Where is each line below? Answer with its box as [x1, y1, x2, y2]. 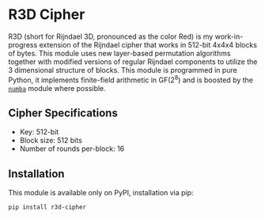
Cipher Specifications [8, 106, 119, 119]
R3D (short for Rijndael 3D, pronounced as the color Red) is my [8, 32, 214, 41]
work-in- [214, 32, 244, 41]
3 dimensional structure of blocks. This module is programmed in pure [8, 65, 237, 74]
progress [8, 40, 38, 49]
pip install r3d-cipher [8, 203, 87, 211]
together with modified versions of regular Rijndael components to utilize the [8, 57, 258, 66]
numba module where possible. [8, 83, 107, 93]
